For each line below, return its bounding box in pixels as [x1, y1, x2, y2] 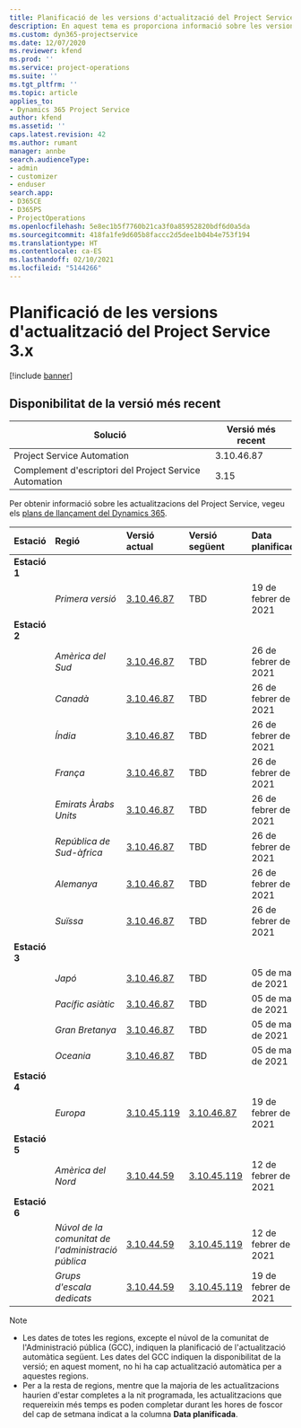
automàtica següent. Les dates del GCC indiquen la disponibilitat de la [21, 1351, 281, 1362]
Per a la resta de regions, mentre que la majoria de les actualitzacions [21, 1380, 279, 1390]
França [55, 766, 85, 779]
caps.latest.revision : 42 [9, 130, 106, 139]
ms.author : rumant [9, 138, 78, 147]
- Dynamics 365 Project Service [9, 105, 130, 114]
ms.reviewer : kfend [9, 47, 82, 56]
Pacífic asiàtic [55, 998, 115, 1010]
